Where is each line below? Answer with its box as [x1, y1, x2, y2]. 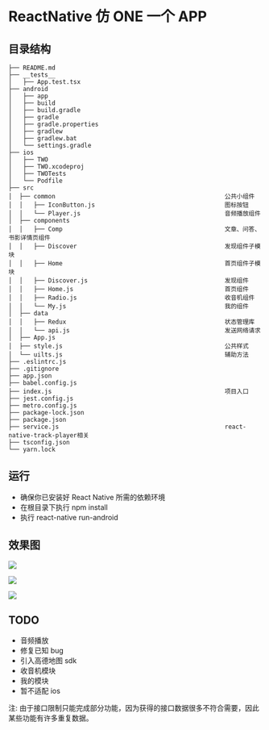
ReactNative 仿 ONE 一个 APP [8, 7, 208, 26]
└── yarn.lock [8, 445, 56, 453]
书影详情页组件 [8, 234, 51, 242]
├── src [8, 184, 35, 192]
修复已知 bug [19, 646, 64, 656]
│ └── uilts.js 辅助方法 [8, 351, 250, 359]
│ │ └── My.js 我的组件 [8, 302, 250, 311]
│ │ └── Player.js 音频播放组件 [8, 210, 261, 218]
